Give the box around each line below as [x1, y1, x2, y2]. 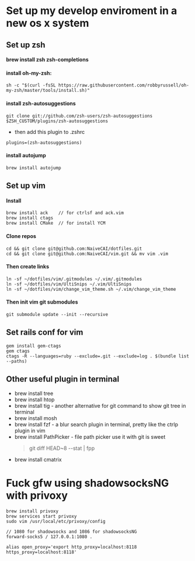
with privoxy [6, 488, 68, 502]
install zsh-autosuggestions [6, 99, 76, 106]
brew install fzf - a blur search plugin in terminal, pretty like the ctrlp [14, 421, 178, 428]
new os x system [6, 16, 89, 30]
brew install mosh [14, 414, 57, 422]
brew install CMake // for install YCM [6, 221, 106, 226]
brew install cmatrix [14, 456, 62, 463]
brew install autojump [6, 165, 61, 171]
